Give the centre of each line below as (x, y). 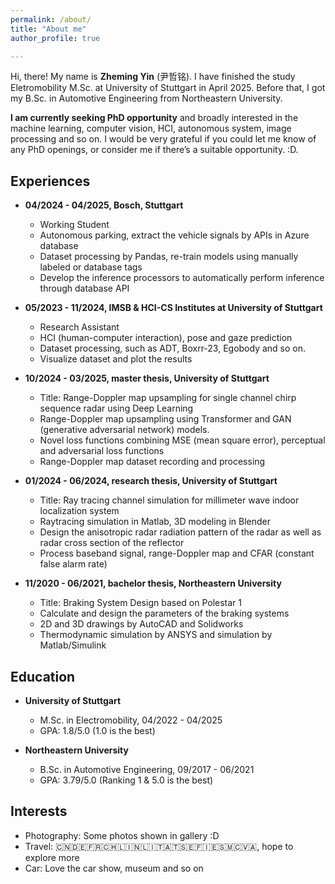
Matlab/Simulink (73, 645)
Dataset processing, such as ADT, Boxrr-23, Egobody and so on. (173, 348)
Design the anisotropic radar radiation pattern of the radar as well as (180, 532)
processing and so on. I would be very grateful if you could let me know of (163, 139)
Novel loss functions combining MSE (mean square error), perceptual (182, 440)
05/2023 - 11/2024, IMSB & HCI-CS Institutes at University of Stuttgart (173, 308)
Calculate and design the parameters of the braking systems (164, 613)
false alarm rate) (73, 564)
